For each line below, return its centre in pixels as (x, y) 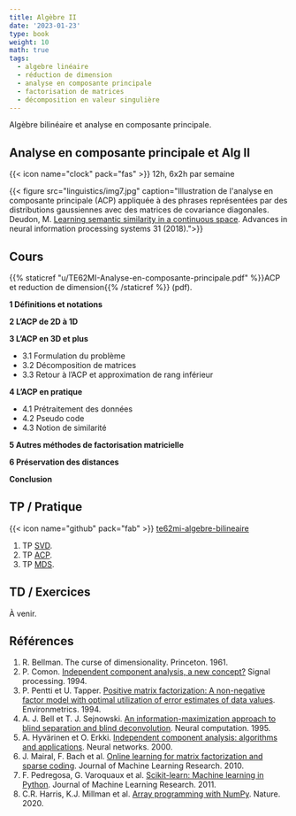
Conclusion (31, 479)
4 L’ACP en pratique (46, 392)
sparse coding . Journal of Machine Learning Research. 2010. (133, 766)
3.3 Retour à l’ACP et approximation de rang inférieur (118, 374)
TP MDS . (38, 564)
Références (42, 641)
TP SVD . (37, 545)
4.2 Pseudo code (53, 418)
